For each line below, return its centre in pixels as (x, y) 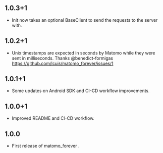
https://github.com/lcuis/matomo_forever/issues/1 (62, 63)
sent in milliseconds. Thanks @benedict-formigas (62, 58)
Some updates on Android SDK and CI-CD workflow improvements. (81, 91)
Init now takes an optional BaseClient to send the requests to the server (85, 20)
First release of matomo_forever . (46, 146)
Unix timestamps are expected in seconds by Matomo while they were (83, 53)
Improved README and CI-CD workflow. (53, 118)
